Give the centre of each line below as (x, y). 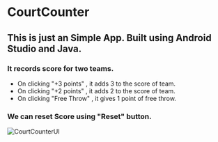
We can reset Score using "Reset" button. (79, 116)
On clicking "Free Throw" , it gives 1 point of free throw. (96, 98)
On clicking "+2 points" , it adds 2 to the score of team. (96, 90)
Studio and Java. (45, 48)
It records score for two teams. (61, 68)
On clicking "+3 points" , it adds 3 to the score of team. (96, 84)
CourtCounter (48, 12)
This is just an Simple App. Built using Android (109, 38)
